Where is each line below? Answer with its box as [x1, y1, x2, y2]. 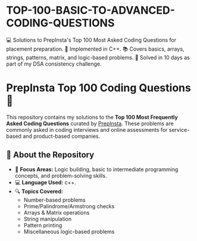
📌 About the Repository [6, 150, 95, 160]
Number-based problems [23, 196, 86, 203]
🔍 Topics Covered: [14, 187, 64, 194]
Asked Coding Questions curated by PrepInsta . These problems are [6, 120, 174, 127]
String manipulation [23, 215, 72, 223]
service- [168, 126, 190, 133]
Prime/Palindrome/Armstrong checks [23, 202, 115, 209]
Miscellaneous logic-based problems [23, 228, 115, 235]
